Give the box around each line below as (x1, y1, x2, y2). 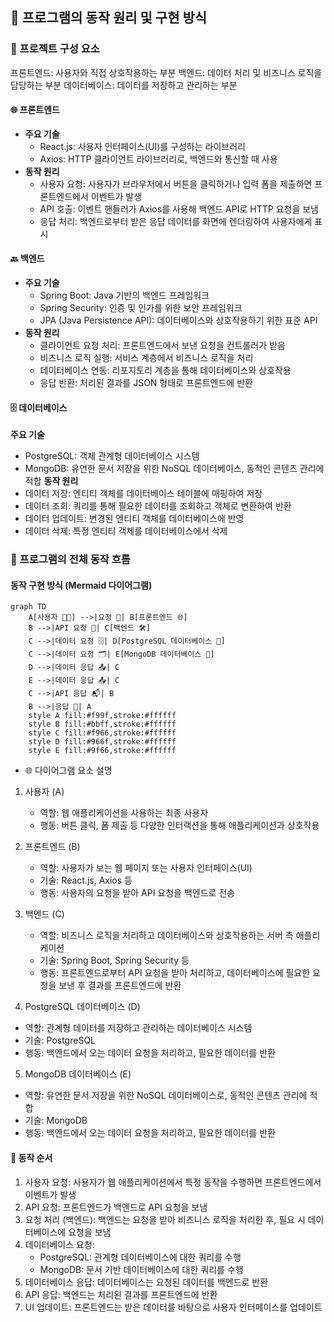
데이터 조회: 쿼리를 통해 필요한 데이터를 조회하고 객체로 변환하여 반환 (24, 500, 292, 512)
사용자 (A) (24, 786, 65, 798)
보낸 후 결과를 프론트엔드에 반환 (58, 979, 182, 992)
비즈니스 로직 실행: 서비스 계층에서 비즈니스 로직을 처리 (39, 352, 254, 364)
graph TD (10, 602, 47, 612)
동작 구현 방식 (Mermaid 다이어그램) (10, 579, 153, 591)
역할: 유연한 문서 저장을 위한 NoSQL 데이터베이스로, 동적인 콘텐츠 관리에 (24, 1089, 308, 1102)
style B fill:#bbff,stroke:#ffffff (28, 719, 177, 730)
